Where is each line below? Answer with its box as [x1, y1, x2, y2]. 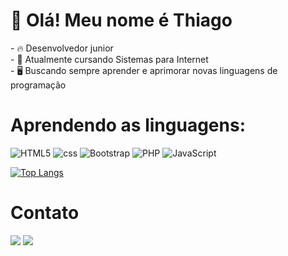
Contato [10, 202, 80, 224]
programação [10, 79, 67, 91]
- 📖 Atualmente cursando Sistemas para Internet [10, 53, 209, 65]
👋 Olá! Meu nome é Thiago [10, 9, 233, 32]
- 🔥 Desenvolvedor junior [10, 42, 114, 54]
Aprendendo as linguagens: [10, 114, 246, 137]
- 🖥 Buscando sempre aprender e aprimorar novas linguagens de [10, 64, 278, 76]
